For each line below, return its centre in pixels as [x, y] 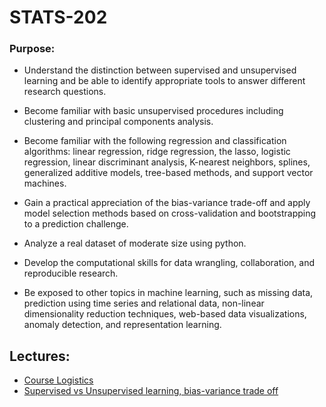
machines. [45, 183]
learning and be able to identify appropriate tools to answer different [164, 81]
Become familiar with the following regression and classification [155, 141]
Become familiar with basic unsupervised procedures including [153, 111]
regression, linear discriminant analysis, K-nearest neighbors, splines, [167, 162]
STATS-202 [58, 17]
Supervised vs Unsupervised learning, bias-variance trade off [151, 391]
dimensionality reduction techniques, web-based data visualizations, [165, 314]
